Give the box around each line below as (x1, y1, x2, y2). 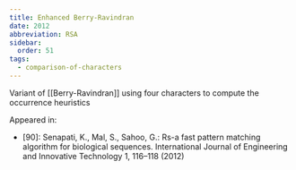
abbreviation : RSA (9, 30, 78, 38)
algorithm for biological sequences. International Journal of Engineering (22, 140, 289, 152)
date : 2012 (9, 21, 50, 30)
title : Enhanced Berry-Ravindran (9, 13, 135, 22)
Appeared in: (9, 114, 57, 125)
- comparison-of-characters (17, 64, 123, 72)
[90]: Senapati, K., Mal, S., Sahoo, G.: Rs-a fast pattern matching (22, 132, 261, 142)
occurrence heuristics (9, 97, 91, 107)
